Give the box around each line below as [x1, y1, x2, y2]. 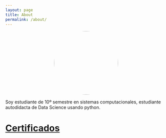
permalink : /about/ [5, 17, 47, 22]
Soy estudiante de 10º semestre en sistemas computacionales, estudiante [5, 99, 161, 105]
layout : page [5, 7, 33, 13]
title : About [5, 12, 33, 17]
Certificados [5, 122, 60, 134]
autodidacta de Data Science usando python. [5, 104, 101, 111]
